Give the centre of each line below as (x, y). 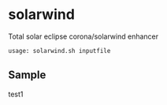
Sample (27, 75)
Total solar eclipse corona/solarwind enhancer (83, 36)
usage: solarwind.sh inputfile (59, 51)
